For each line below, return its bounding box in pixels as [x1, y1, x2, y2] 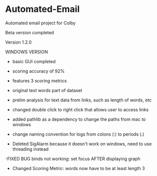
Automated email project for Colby [5, 20, 76, 26]
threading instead [12, 146, 49, 152]
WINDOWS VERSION [5, 49, 48, 55]
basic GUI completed [12, 58, 56, 64]
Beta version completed [5, 29, 54, 35]
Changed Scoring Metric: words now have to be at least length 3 [12, 165, 145, 171]
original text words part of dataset [12, 87, 82, 93]
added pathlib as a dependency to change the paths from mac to [12, 116, 146, 122]
